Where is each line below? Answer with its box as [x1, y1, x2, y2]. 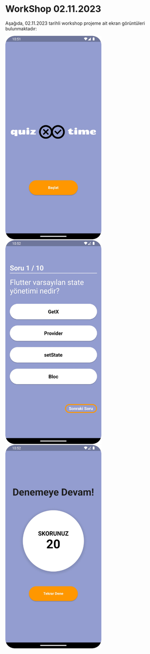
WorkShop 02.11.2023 [5, 3, 101, 15]
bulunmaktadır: [5, 25, 37, 31]
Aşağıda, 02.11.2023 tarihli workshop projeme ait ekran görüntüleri [5, 20, 145, 26]
